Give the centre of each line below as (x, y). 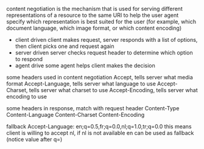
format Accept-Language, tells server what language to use (81, 84)
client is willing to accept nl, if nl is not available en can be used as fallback (100, 133)
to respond (29, 59)
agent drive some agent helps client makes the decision (85, 65)
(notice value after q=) (34, 139)
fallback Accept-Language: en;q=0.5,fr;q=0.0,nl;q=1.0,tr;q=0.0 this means (99, 126)
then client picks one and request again (65, 46)
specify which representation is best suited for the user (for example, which (101, 22)
